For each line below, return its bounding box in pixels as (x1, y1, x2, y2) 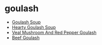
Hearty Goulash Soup (11, 24, 56, 30)
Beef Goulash (11, 35, 40, 41)
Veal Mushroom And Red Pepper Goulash (11, 29, 97, 35)
